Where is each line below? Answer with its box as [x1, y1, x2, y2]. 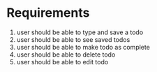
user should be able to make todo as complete [16, 43, 151, 51]
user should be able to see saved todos [16, 35, 130, 43]
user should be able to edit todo [16, 57, 109, 66]
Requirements [6, 5, 90, 21]
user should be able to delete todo [16, 50, 116, 59]
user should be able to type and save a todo [16, 28, 144, 36]
